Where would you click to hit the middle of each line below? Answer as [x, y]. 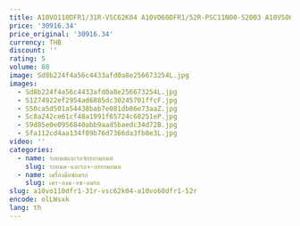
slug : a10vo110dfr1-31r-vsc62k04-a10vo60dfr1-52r [104, 191]
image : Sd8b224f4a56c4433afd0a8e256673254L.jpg [100, 76]
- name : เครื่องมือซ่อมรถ [53, 174]
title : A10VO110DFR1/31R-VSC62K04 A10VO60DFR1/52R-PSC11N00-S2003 [135, 17]
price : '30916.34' [43, 26]
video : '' [28, 141]
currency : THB [36, 42]
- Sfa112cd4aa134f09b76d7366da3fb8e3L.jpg [97, 133]
